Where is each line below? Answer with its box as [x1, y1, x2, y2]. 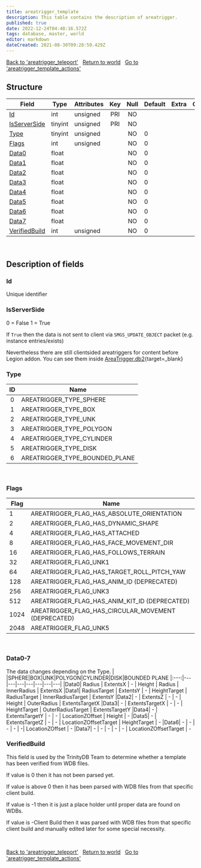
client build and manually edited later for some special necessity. [6, 825, 166, 832]
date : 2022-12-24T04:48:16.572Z [6, 25, 87, 32]
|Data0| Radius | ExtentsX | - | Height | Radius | [63, 680, 179, 687]
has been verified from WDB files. [6, 760, 90, 767]
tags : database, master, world [6, 31, 84, 37]
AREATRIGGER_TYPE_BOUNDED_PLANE [21, 454, 135, 462]
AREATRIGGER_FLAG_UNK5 [31, 624, 109, 632]
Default [144, 100, 166, 108]
